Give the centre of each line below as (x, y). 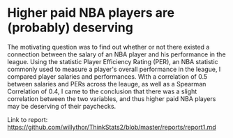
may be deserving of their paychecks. (62, 106)
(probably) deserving (70, 28)
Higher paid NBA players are (91, 13)
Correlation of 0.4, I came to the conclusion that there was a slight (102, 91)
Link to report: (28, 119)
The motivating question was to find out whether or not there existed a (108, 47)
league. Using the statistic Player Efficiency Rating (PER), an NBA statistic (113, 61)
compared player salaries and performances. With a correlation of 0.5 (107, 76)
